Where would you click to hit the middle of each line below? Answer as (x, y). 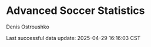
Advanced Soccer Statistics (75, 11)
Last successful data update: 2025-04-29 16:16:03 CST (73, 38)
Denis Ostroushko (28, 27)
